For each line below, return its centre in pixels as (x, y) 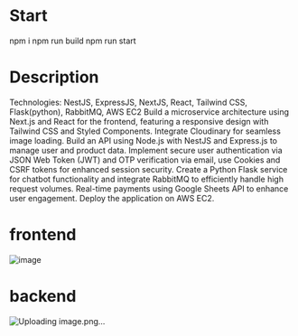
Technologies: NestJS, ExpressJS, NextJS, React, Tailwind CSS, (129, 102)
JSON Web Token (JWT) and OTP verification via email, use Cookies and (145, 160)
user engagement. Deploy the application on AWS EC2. (112, 198)
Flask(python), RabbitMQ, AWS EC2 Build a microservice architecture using (149, 112)
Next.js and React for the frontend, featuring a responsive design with (139, 121)
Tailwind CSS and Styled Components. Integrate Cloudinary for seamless (145, 131)
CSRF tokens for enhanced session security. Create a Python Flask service (149, 169)
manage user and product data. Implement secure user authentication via (146, 150)
